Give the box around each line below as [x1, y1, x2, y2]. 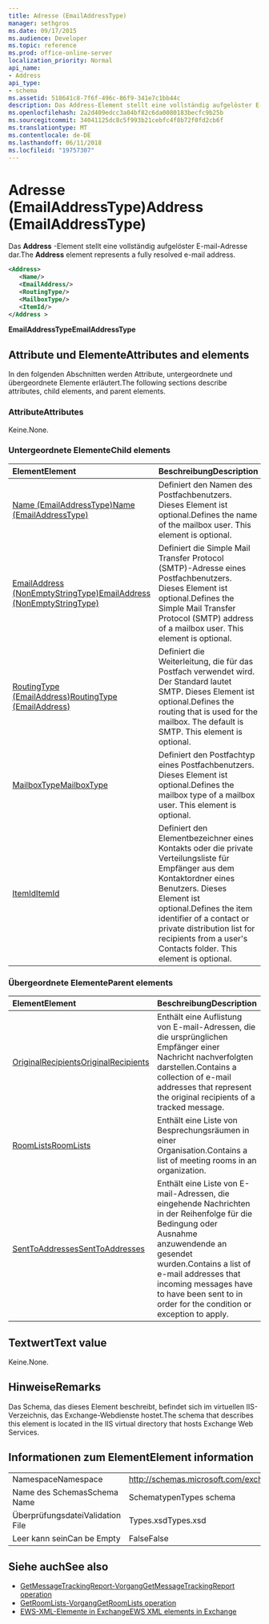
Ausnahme [157, 1228, 198, 1239]
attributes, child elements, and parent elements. [8, 386, 166, 396]
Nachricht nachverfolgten [157, 1051, 254, 1063]
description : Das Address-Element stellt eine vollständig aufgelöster [8, 101, 252, 109]
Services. [8, 1427, 40, 1437]
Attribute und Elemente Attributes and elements [8, 348, 250, 361]
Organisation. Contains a [157, 1145, 248, 1157]
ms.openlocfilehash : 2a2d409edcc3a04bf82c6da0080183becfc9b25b [8, 109, 224, 117]
